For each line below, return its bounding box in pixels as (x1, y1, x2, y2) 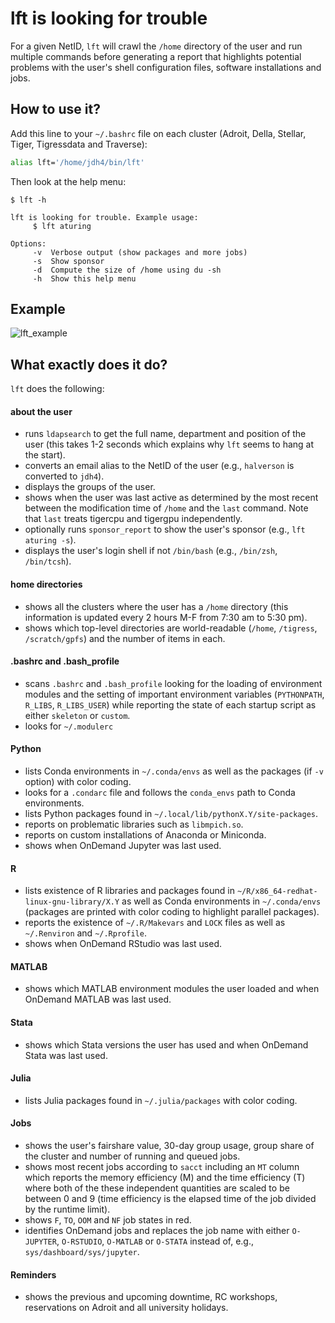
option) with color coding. (24, 776, 132, 788)
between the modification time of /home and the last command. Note (24, 502, 309, 514)
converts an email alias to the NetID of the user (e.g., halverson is (24, 460, 295, 472)
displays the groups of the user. (24, 481, 156, 493)
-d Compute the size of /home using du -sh (32, 265, 222, 275)
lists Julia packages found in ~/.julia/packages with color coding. (24, 1094, 298, 1106)
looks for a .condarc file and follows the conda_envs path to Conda (24, 787, 296, 799)
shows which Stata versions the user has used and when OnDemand (24, 1038, 309, 1051)
